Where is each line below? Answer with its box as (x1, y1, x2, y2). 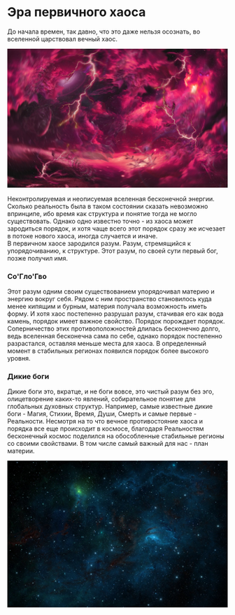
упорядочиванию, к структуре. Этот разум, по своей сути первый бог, (7, 246, 218, 255)
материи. (7, 447, 35, 455)
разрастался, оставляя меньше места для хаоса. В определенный (7, 340, 206, 348)
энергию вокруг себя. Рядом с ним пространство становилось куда (7, 295, 212, 303)
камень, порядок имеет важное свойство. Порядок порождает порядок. (7, 317, 225, 326)
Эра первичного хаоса (7, 4, 146, 20)
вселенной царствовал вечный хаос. (7, 34, 117, 43)
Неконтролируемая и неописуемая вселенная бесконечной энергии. (7, 194, 215, 203)
